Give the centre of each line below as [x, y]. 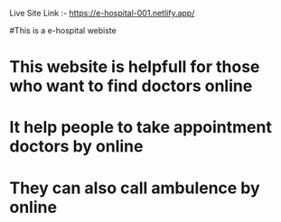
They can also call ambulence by [135, 188]
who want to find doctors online [131, 86]
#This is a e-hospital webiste [63, 30]
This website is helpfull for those [135, 67]
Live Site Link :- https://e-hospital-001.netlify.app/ [102, 13]
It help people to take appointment [141, 128]
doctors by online [76, 147]
